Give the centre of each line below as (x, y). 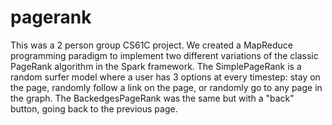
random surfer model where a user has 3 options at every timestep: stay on (165, 77)
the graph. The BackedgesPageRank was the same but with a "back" (152, 98)
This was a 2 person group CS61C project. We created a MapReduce (151, 45)
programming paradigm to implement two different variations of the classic (164, 55)
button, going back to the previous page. (94, 108)
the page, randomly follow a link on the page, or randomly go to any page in (166, 87)
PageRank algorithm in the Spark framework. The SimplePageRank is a (156, 66)
